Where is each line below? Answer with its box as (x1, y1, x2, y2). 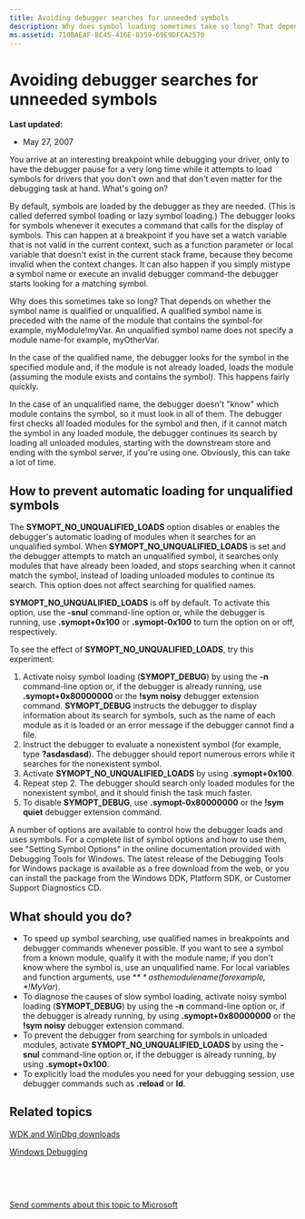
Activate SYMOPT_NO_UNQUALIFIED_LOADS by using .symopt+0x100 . (22, 768, 295, 779)
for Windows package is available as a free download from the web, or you (9, 863, 290, 874)
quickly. (9, 381, 39, 392)
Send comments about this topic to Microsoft (9, 1199, 179, 1210)
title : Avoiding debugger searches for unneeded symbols (9, 13, 230, 23)
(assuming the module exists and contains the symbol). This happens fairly (9, 371, 290, 382)
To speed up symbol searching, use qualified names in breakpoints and (22, 932, 290, 943)
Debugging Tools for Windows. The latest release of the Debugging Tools (9, 853, 284, 865)
